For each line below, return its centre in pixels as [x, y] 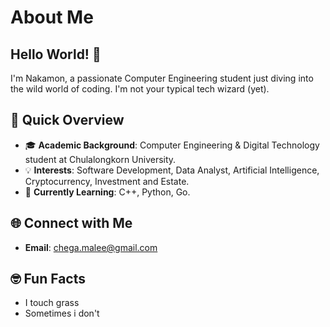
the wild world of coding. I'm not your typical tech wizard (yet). [140, 89]
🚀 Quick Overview [67, 120]
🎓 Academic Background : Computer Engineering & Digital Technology [172, 145]
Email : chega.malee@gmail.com [91, 247]
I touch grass [52, 303]
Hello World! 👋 [56, 54]
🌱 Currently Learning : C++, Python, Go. [107, 192]
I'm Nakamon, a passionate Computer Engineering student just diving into [162, 78]
